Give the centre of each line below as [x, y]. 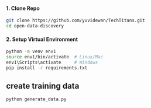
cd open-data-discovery [35, 26]
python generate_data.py [36, 99]
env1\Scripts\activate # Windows [52, 62]
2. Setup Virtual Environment [42, 39]
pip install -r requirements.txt [47, 68]
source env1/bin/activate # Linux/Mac [55, 57]
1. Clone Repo [23, 8]
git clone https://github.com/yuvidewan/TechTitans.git [75, 20]
